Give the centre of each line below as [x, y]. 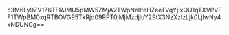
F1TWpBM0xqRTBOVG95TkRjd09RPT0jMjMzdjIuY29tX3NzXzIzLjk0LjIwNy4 [114, 17]
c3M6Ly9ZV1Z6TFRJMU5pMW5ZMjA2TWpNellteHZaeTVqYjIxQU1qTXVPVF [115, 10]
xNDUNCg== [26, 24]
